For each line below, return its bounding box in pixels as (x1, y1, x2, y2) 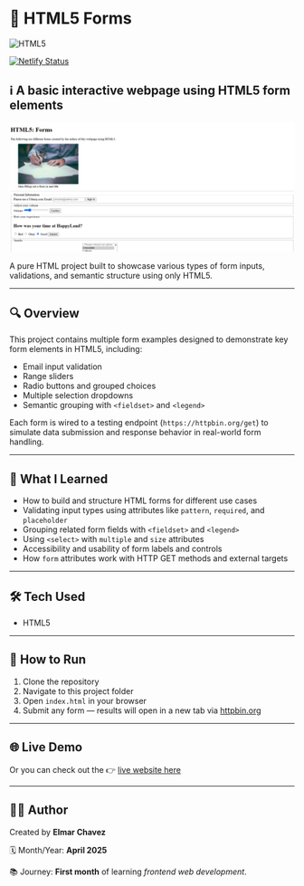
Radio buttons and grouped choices (22, 380, 157, 392)
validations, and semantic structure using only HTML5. (9, 270, 213, 281)
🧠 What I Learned (9, 471, 109, 487)
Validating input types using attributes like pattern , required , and (22, 505, 265, 516)
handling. (9, 436, 44, 447)
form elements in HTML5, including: (9, 344, 143, 355)
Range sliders (22, 371, 74, 382)
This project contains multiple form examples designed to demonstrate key (9, 334, 289, 345)
